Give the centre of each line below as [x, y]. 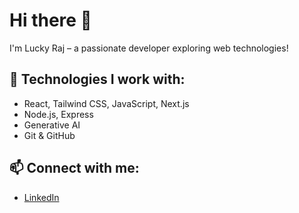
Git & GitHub [49, 135]
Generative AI [52, 125]
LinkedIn [41, 197]
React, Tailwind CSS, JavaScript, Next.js [106, 103]
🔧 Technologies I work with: [97, 79]
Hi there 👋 [50, 20]
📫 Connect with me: [74, 168]
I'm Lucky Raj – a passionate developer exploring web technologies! [149, 48]
